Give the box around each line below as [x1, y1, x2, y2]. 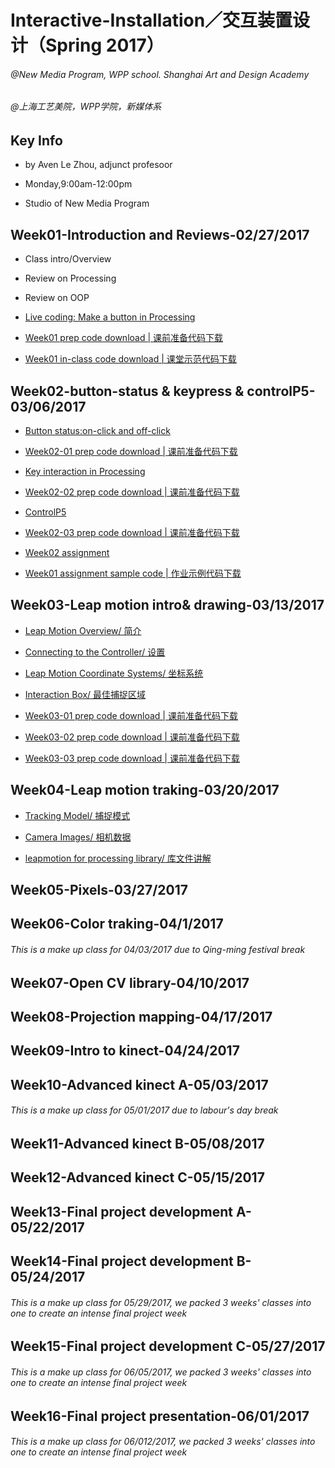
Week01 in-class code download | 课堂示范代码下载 [24, 353, 237, 365]
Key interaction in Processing [24, 466, 146, 478]
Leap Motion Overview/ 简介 [24, 624, 142, 636]
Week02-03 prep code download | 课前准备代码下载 [24, 527, 240, 539]
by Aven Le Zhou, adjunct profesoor [24, 159, 173, 171]
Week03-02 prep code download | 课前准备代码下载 [24, 731, 240, 743]
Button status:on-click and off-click [24, 425, 171, 437]
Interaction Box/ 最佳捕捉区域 [24, 688, 147, 700]
